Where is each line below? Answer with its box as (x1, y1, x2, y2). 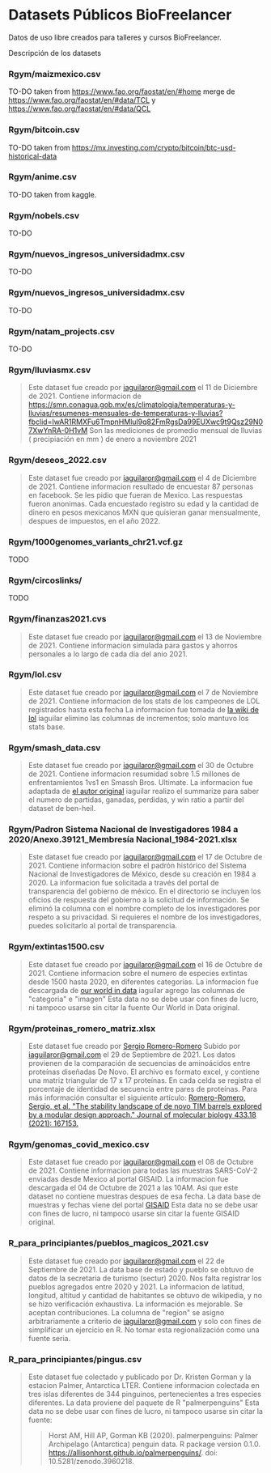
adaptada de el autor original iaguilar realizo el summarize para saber (28, 787, 260, 796)
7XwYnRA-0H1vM (28, 426, 88, 435)
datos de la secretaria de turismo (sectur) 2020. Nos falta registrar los (28, 1273, 262, 1283)
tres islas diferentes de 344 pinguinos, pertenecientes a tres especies (28, 1389, 261, 1399)
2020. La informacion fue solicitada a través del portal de (28, 878, 220, 888)
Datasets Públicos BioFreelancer (8, 6, 232, 24)
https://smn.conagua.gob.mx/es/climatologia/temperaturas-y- (28, 400, 236, 410)
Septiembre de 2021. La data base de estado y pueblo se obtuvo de (28, 1264, 255, 1274)
